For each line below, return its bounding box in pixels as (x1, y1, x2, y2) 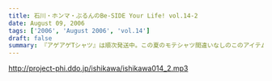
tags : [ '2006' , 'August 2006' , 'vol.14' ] (8, 26, 151, 34)
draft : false (8, 34, 53, 43)
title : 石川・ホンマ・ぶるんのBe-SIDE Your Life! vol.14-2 (8, 11, 198, 20)
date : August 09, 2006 (8, 19, 85, 27)
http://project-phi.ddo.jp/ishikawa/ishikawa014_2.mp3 (8, 63, 189, 73)
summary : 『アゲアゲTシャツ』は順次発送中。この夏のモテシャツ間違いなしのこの (8, 42, 244, 50)
